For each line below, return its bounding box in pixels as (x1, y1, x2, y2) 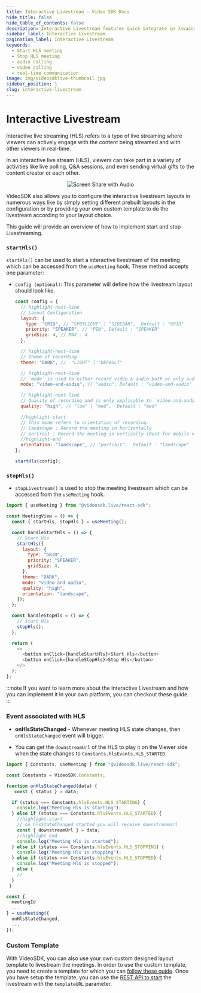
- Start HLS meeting (11, 48, 63, 54)
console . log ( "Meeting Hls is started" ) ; (17, 838, 119, 844)
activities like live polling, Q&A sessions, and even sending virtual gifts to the (6, 163, 194, 170)
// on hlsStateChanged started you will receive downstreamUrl (17, 822, 178, 828)
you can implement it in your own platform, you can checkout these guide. (6, 690, 190, 697)
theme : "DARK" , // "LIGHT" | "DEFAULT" (20, 360, 123, 365)
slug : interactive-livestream (6, 87, 82, 93)
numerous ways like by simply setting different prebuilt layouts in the (6, 199, 175, 206)
